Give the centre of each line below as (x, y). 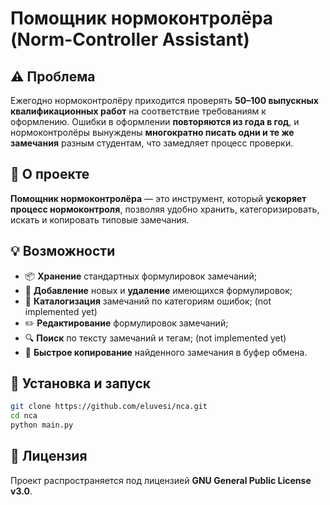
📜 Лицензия (49, 456)
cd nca (24, 416)
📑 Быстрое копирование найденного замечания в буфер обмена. (166, 352)
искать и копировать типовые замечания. (100, 219)
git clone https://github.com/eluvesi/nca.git (109, 407)
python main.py (42, 425)
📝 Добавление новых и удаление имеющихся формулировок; (158, 290)
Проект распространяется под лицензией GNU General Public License (161, 480)
